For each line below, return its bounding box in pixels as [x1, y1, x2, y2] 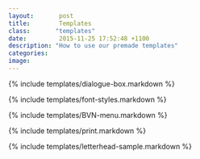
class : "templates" [8, 27, 95, 35]
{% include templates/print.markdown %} [8, 126, 147, 136]
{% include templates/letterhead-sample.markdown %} [8, 141, 192, 151]
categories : [8, 49, 48, 57]
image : [8, 57, 31, 65]
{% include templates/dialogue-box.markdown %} [8, 78, 175, 89]
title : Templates [8, 19, 92, 27]
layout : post [8, 11, 74, 20]
